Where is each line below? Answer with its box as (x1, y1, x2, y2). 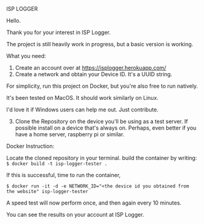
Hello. (6, 17, 21, 24)
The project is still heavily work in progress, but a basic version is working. (6, 41, 194, 47)
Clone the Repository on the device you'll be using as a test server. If (15, 118, 188, 125)
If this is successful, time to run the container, (6, 172, 121, 178)
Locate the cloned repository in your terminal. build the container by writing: (6, 155, 197, 161)
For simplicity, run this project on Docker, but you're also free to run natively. (6, 82, 199, 89)
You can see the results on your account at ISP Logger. (6, 211, 144, 218)
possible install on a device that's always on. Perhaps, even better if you (15, 124, 197, 131)
